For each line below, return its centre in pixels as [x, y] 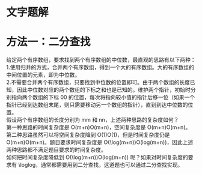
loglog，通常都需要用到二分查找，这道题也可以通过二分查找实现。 [102, 165]
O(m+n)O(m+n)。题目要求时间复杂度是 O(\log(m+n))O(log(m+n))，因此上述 [100, 142]
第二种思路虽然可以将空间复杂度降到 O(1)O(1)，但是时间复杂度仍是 [88, 135]
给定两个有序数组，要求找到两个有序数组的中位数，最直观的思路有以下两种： [101, 60]
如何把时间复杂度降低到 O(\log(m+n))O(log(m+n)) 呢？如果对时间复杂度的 [97, 157]
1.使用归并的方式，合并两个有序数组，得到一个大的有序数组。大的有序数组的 [100, 67]
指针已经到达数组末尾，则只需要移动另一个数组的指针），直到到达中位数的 [97, 105]
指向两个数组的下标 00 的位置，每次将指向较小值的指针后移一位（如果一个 [103, 97]
